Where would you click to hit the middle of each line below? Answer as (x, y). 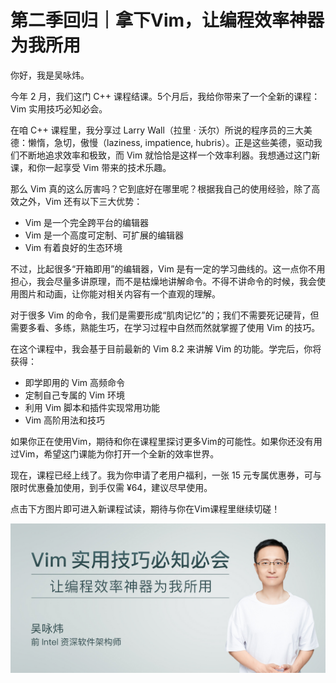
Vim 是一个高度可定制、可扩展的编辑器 (104, 235)
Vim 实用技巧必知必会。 (59, 108)
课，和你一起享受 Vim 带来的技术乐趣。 (91, 167)
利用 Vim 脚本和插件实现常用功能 (92, 407)
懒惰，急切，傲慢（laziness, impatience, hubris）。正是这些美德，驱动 (170, 142)
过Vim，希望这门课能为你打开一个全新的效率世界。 (115, 453)
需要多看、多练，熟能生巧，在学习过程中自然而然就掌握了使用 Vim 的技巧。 (165, 327)
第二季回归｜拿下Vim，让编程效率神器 (167, 20)
